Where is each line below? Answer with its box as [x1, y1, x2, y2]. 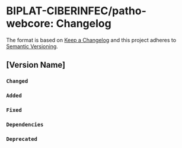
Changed [6, 78, 28, 84]
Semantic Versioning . [6, 43, 58, 50]
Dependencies [6, 121, 44, 128]
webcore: [6, 17, 55, 30]
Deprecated [6, 136, 37, 142]
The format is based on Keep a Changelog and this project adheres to [6, 36, 177, 43]
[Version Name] [6, 60, 66, 70]
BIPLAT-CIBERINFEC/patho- [6, 4, 147, 18]
